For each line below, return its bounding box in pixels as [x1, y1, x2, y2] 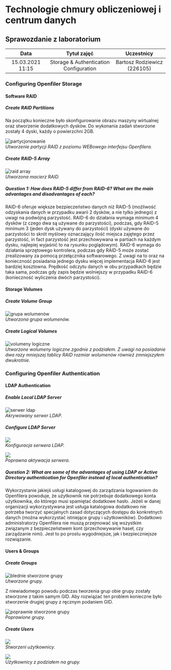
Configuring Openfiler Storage [5, 80, 82, 87]
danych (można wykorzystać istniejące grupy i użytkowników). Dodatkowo [5, 515, 162, 521]
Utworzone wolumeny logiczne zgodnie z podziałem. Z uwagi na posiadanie [5, 346, 166, 352]
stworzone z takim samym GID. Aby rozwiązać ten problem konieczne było [5, 593, 162, 599]
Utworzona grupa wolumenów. [5, 316, 70, 322]
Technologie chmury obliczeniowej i [5, 4, 161, 15]
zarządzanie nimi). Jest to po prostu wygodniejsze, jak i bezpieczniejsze [5, 531, 157, 537]
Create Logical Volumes [5, 328, 58, 334]
